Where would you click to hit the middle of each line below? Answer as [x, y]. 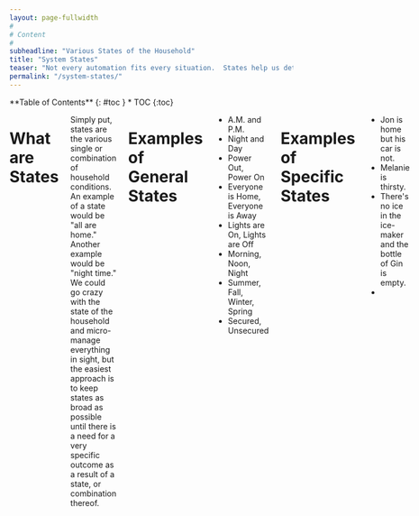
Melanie [395, 167]
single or [87, 148]
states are [89, 129]
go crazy [87, 292]
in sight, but [92, 359]
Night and [246, 138]
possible [86, 417]
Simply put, [91, 119]
